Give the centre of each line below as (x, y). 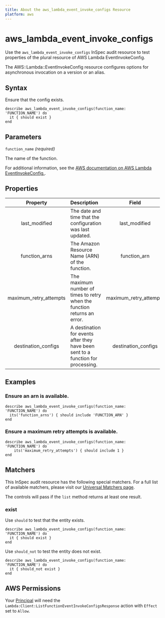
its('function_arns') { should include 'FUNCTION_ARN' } (69, 415)
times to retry (86, 295)
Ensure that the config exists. (35, 100)
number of (82, 288)
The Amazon (85, 243)
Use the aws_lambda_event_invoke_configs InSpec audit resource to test (77, 52)
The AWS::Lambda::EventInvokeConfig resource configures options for (77, 67)
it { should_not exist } (35, 569)
